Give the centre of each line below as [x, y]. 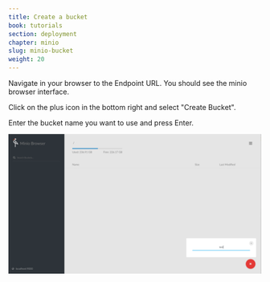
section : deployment [43, 34]
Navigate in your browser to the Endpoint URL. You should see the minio [128, 83]
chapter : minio [34, 43]
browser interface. [39, 92]
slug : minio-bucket [41, 51]
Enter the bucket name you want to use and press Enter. [101, 123]
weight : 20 [27, 59]
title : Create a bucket [48, 17]
